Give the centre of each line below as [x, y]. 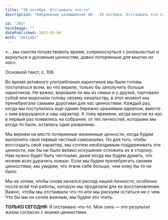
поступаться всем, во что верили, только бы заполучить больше [74, 87]
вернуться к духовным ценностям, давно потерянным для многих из [79, 57]
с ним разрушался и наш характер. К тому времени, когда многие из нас [84, 114]
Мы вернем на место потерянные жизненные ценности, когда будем [79, 134]
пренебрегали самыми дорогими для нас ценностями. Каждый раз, [78, 103]
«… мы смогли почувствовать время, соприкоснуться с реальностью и [82, 52]
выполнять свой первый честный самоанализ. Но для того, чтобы [76, 139]
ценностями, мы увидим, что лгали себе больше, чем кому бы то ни [78, 166]
